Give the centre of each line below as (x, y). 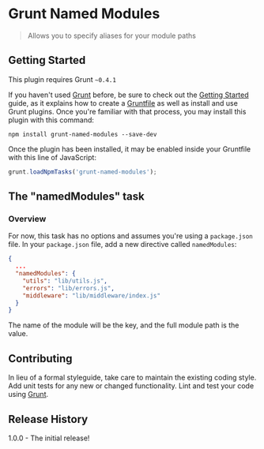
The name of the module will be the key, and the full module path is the (124, 325)
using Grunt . (28, 395)
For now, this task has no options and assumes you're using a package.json (130, 236)
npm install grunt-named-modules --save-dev (83, 134)
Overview (27, 219)
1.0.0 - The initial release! (49, 438)
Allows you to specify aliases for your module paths (111, 36)
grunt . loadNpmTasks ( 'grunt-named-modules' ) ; (83, 172)
